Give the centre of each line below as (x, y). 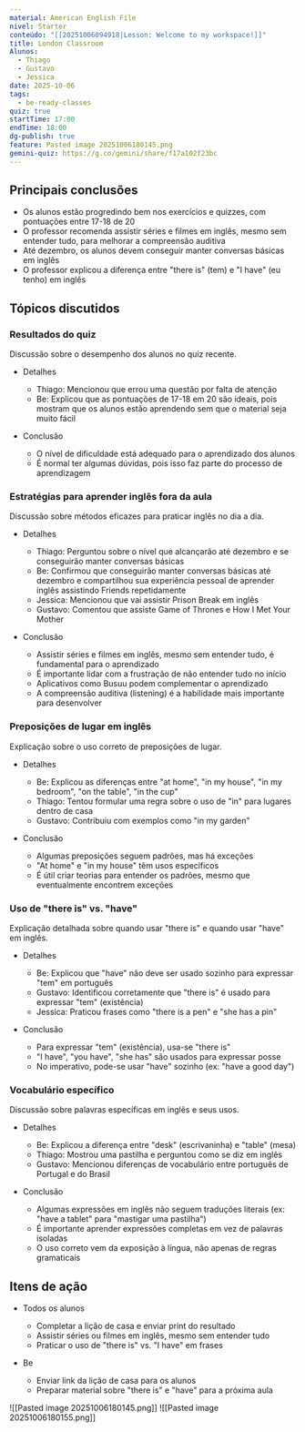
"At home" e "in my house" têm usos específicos (127, 865)
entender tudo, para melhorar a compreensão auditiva (124, 241)
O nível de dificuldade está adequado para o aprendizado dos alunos (166, 454)
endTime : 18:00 (38, 128)
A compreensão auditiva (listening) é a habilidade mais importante (160, 694)
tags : (20, 94)
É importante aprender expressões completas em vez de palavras (160, 1229)
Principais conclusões (74, 191)
